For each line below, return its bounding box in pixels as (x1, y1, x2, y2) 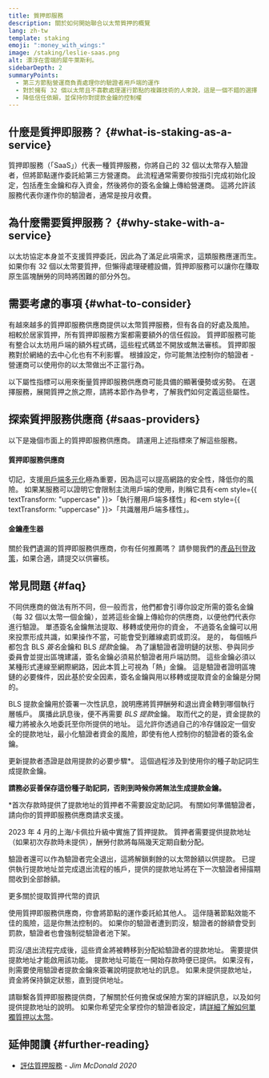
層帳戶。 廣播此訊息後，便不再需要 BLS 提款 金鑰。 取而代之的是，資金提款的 (8, 709, 261, 719)
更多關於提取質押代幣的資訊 (8, 891, 100, 900)
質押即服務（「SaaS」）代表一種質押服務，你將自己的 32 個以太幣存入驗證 (8, 161, 248, 170)
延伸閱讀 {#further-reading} (8, 1038, 150, 1052)
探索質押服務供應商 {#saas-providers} (8, 413, 201, 427)
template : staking (8, 34, 70, 42)
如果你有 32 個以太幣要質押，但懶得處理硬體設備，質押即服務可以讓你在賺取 (8, 261, 260, 271)
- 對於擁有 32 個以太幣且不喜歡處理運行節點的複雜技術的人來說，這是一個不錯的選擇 (15, 86, 258, 94)
